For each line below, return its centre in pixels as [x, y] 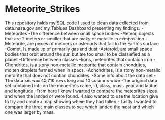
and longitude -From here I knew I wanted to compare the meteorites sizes [81, 91]
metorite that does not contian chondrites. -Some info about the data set [79, 75]
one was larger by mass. [30, 112]
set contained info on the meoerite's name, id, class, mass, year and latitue [81, 85]
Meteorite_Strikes [42, 9]
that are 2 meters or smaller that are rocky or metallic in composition [75, 39]
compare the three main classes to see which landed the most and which [80, 107]
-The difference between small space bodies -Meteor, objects [91, 33]
